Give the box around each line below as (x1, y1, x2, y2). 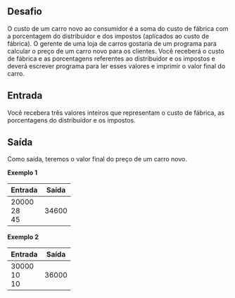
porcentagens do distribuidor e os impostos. (7, 116, 136, 124)
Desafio (7, 6, 42, 18)
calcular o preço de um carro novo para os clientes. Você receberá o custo (7, 46, 224, 55)
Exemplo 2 (7, 232, 39, 242)
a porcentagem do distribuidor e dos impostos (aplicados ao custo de (7, 32, 210, 40)
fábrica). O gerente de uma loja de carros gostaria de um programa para (7, 39, 217, 48)
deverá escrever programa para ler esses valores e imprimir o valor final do (7, 61, 226, 70)
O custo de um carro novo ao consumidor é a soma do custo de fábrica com (7, 24, 229, 32)
